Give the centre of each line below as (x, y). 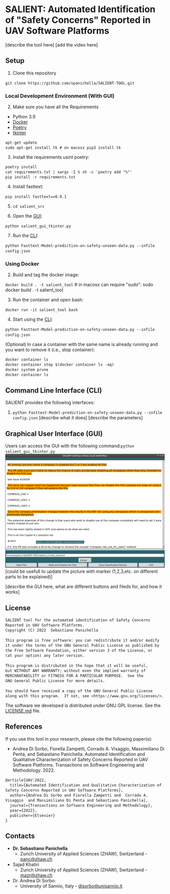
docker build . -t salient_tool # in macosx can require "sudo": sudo (79, 285)
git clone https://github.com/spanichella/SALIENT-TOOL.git (70, 83)
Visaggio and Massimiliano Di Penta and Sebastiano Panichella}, (77, 800)
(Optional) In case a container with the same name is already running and (82, 345)
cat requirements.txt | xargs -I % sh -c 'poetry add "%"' (69, 172)
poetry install (21, 167)
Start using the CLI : (33, 319)
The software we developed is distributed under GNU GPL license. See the (83, 706)
